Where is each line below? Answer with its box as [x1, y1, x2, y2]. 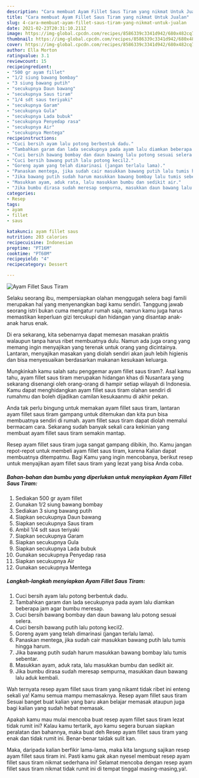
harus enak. [19, 320, 49, 326]
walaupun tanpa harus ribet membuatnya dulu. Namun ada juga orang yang [6, 337, 191, 344]
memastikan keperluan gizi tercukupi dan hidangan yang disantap [6, 313, 167, 320]
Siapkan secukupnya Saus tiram [15, 519, 94, 527]
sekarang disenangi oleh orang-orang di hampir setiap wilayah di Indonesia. [6, 380, 191, 387]
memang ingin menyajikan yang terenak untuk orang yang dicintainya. [6, 344, 177, 351]
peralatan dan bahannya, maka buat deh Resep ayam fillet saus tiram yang [6, 728, 188, 735]
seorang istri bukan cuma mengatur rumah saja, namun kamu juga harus [6, 307, 183, 314]
